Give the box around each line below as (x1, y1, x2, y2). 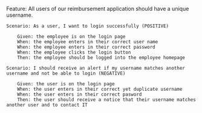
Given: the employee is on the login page (17, 34, 126, 40)
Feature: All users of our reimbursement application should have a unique (6, 5, 189, 12)
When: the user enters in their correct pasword (17, 91, 142, 97)
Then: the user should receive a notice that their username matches (17, 97, 197, 103)
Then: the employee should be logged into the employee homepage (17, 55, 186, 61)
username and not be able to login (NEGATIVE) (6, 70, 126, 76)
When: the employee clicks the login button (17, 49, 131, 55)
